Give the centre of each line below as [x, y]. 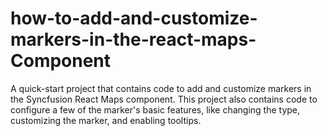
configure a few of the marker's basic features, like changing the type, [155, 109]
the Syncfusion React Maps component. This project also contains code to [164, 99]
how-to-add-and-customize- [134, 18]
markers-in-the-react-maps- [133, 39]
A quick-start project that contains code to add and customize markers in [161, 88]
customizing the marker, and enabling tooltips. [106, 120]
